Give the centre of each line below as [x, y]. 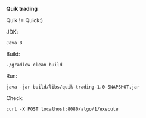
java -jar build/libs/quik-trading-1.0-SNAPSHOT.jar [73, 87]
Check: [15, 98]
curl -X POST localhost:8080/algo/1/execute [62, 109]
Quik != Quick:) [25, 20]
